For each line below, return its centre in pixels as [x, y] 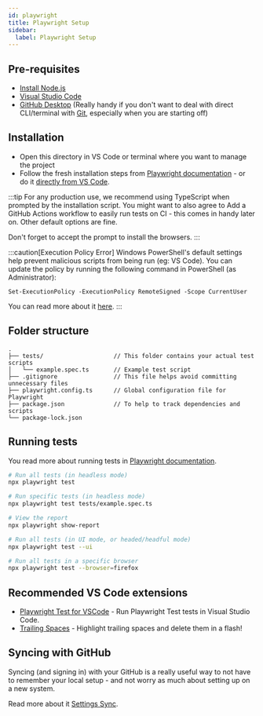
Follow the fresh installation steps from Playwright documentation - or [132, 173]
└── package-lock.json [45, 418]
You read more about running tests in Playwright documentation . [113, 461]
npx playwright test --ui [50, 546]
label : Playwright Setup [56, 37]
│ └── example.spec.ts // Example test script [100, 370]
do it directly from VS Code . [64, 181]
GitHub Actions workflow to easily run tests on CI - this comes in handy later [131, 214]
